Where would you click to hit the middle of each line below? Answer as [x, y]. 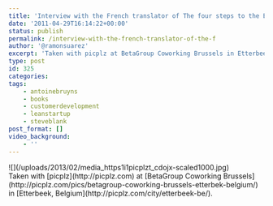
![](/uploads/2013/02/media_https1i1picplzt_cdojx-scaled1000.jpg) [119, 167]
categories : [28, 76]
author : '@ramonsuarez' [49, 46]
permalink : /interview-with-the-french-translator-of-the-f [113, 39]
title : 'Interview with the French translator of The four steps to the [134, 16]
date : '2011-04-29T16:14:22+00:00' [69, 24]
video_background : [39, 136]
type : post [27, 62]
